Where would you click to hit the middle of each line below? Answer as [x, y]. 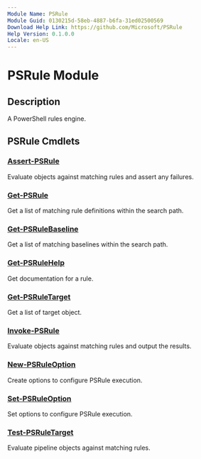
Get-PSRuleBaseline [43, 229]
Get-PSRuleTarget [39, 297]
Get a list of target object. [45, 312]
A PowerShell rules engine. [47, 119]
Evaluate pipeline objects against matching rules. [79, 448]
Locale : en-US [28, 40]
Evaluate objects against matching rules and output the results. [99, 346]
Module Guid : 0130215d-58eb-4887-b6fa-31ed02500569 [85, 21]
